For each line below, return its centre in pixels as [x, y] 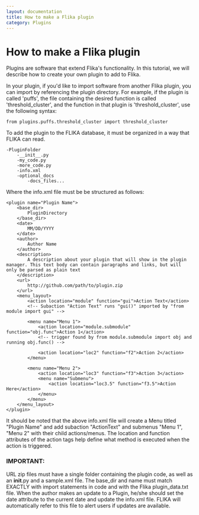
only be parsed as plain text [44, 270]
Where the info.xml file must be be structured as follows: [75, 192]
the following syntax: [32, 111]
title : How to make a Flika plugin [50, 17]
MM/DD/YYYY [41, 229]
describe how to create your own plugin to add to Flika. [73, 75]
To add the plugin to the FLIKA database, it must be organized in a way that [98, 133]
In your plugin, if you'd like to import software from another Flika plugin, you [99, 86]
